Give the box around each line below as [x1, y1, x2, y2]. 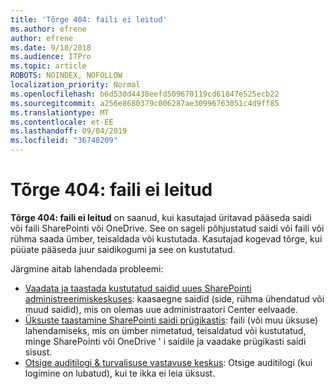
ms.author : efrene [10, 24, 87, 34]
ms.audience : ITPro [10, 52, 92, 62]
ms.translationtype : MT [10, 107, 110, 118]
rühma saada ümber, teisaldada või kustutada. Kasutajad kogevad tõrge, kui [10, 232, 323, 245]
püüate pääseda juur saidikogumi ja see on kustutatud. [10, 243, 236, 255]
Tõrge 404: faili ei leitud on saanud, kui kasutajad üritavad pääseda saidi [10, 211, 312, 223]
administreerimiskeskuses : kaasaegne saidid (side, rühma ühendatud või [24, 292, 325, 305]
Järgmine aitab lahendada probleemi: [10, 262, 164, 275]
